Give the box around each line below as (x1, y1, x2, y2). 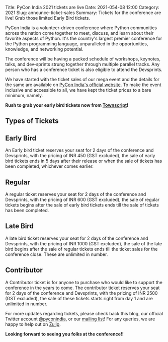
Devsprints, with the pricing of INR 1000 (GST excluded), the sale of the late (5, 240, 162, 246)
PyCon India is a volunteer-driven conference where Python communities (5, 25, 157, 31)
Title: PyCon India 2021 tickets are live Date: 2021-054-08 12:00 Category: (5, 5, 159, 10)
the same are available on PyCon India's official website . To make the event (5, 82, 162, 88)
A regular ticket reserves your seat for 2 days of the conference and (5, 191, 146, 197)
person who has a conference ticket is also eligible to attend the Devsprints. (5, 66, 162, 73)
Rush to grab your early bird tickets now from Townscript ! (5, 102, 129, 108)
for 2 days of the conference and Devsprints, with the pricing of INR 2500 (5, 290, 158, 296)
